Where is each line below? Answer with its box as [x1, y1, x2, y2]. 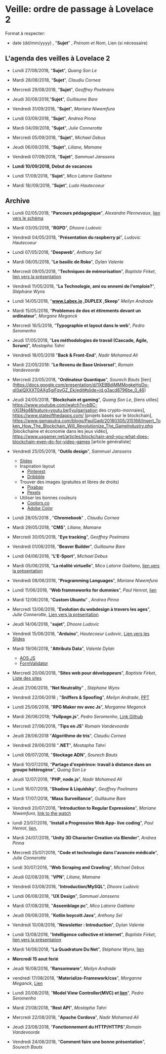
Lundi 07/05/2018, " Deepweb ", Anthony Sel [12, 249, 101, 255]
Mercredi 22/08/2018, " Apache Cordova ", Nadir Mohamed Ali [12, 1014, 139, 1020]
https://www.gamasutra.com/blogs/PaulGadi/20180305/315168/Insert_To [12, 417, 161, 423]
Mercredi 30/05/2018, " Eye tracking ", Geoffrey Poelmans [12, 534, 130, 540]
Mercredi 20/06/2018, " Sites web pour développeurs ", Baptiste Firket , [12, 670, 157, 676]
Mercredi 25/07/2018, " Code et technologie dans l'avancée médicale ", [12, 849, 158, 855]
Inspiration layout [19, 463, 55, 469]
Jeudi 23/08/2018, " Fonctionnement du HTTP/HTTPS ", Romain [12, 1024, 142, 1030]
